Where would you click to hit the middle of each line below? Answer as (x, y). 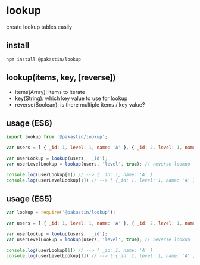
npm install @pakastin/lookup (44, 59)
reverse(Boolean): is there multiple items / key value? (80, 104)
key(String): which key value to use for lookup (71, 98)
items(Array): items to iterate (50, 92)
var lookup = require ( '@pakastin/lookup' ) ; (61, 213)
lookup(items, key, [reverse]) (61, 78)
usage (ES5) (29, 199)
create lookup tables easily (39, 27)
